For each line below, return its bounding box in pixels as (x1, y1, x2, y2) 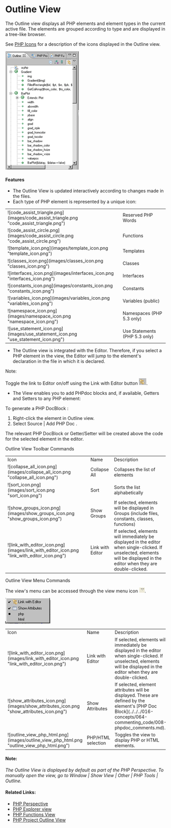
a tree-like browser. (5, 31, 46, 37)
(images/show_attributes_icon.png (7, 703, 80, 709)
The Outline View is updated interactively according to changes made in (12, 188, 164, 194)
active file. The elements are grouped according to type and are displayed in (5, 25, 165, 32)
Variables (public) (123, 298, 160, 304)
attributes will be (114, 687, 150, 693)
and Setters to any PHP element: (12, 395, 81, 402)
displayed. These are (114, 692, 159, 698)
